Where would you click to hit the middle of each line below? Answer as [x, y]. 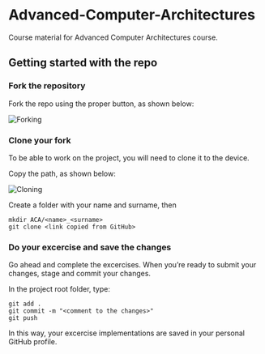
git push [23, 318]
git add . [25, 304]
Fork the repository [47, 86]
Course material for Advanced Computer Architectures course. [113, 37]
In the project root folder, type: [60, 289]
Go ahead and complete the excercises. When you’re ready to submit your [132, 265]
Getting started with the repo [83, 63]
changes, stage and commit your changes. [80, 274]
